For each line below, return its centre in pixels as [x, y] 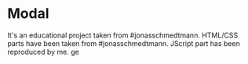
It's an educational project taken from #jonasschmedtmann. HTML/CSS [123, 35]
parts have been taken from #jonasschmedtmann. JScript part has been [124, 43]
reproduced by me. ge [43, 52]
